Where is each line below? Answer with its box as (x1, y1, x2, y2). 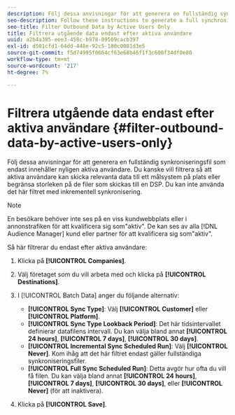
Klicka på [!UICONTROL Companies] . (17, 257, 127, 265)
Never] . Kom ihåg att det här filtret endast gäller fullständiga (27, 349, 201, 358)
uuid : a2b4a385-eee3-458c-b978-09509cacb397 (7, 36, 139, 43)
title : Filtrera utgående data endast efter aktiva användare (7, 29, 192, 37)
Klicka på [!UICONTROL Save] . (17, 400, 107, 409)
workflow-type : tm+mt (7, 56, 71, 63)
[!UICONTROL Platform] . (27, 312, 100, 321)
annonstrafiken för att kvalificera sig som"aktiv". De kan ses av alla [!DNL (7, 222, 218, 231)
